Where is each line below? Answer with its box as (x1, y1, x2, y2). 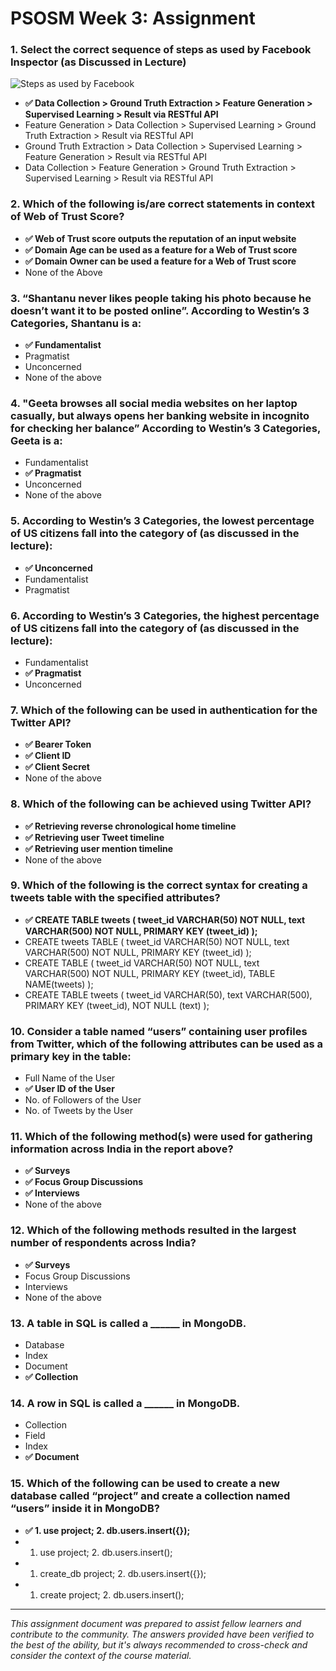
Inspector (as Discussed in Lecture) (10, 55, 187, 69)
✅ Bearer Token (24, 738, 92, 751)
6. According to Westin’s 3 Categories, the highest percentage (10, 608, 320, 622)
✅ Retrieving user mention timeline (24, 842, 174, 854)
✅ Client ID (24, 750, 72, 762)
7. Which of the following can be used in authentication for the (10, 703, 318, 717)
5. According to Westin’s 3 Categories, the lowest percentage (10, 514, 315, 528)
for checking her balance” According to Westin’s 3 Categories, (10, 422, 321, 435)
